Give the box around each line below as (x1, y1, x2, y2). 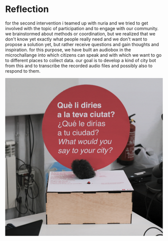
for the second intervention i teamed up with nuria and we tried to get (5, 20, 148, 26)
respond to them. (5, 68, 41, 74)
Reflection (5, 4, 49, 15)
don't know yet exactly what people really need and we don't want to (5, 36, 147, 42)
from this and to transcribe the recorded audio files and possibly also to (5, 63, 152, 69)
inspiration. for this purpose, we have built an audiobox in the (5, 47, 131, 53)
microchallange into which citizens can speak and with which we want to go (5, 52, 161, 58)
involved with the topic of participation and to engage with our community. (5, 25, 159, 31)
